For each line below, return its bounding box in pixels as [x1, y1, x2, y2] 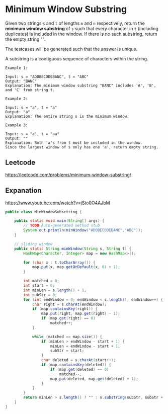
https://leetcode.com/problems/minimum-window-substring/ [5, 172, 132, 178]
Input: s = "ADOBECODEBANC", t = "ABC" [5, 74, 89, 79]
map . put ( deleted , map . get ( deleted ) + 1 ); [50, 376, 138, 381]
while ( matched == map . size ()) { [32, 334, 102, 339]
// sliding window [14, 241, 53, 246]
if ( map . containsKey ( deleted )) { [41, 362, 112, 368]
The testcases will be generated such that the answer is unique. [5, 46, 138, 52]
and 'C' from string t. [5, 87, 55, 93]
